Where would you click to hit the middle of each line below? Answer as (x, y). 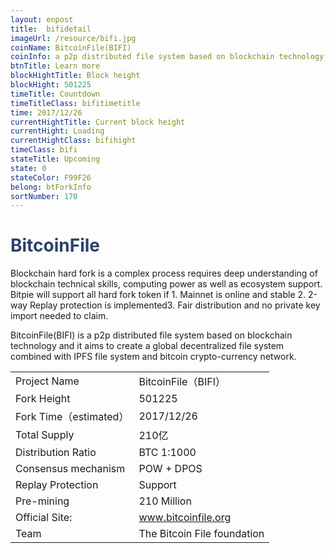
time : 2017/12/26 (46, 112)
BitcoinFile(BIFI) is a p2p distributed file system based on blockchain (151, 335)
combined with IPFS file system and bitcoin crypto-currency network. (153, 357)
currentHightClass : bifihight (73, 141)
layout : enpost (42, 19)
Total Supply (45, 435)
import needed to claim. (59, 316)
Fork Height (43, 399)
